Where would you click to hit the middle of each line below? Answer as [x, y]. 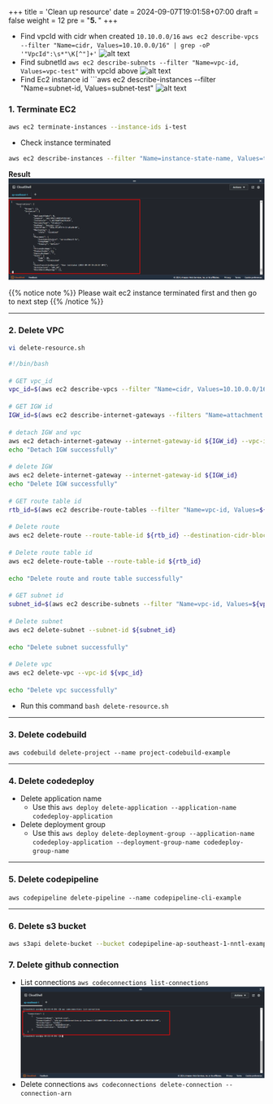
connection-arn [46, 1093]
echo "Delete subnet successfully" [69, 647]
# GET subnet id [36, 596]
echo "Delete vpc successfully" [63, 690]
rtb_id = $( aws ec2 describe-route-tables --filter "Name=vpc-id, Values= [134, 510]
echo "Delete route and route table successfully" [96, 578]
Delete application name [61, 798]
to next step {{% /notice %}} [56, 301]
